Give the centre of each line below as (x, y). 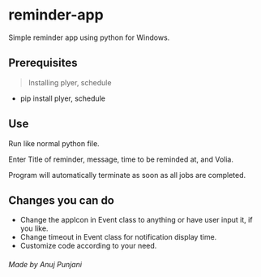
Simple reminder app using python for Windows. (89, 37)
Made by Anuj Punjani (45, 264)
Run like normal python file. (54, 143)
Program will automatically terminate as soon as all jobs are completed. (127, 175)
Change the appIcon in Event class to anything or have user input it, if (136, 220)
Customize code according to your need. (88, 246)
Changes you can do (62, 200)
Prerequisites (43, 63)
